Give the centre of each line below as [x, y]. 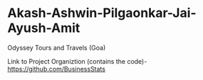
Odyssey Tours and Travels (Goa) [57, 47]
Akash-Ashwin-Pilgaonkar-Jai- [102, 13]
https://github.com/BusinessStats [56, 69]
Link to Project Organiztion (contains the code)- [77, 61]
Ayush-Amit [44, 28]
